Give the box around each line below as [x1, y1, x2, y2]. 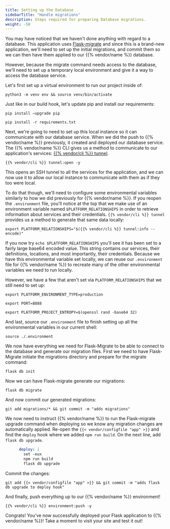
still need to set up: [5, 282, 45, 288]
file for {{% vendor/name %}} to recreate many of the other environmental [5, 261, 160, 268]
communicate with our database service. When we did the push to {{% [5, 134, 154, 140]
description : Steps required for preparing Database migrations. [5, 17, 146, 22]
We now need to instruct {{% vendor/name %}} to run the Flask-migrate [5, 416, 156, 422]
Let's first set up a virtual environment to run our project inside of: [5, 82, 143, 89]
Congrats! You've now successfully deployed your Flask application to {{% [5, 512, 161, 518]
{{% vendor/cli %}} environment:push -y [5, 503, 92, 509]
